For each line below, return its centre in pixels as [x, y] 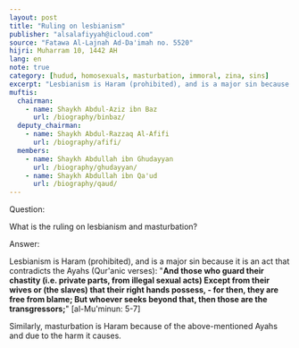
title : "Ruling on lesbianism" [67, 26]
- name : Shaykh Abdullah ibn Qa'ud [91, 175]
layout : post [33, 17]
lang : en [25, 59]
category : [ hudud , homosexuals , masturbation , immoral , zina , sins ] [139, 76]
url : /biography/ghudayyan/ [85, 167]
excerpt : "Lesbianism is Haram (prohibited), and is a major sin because [149, 84]
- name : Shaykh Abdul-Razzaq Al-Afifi [97, 134]
